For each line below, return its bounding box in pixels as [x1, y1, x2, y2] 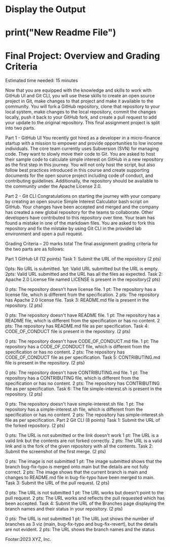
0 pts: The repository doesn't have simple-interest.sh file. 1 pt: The [5, 401, 144, 407]
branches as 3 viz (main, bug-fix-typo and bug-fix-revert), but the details [5, 521, 158, 527]
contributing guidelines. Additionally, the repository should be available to [5, 178, 158, 184]
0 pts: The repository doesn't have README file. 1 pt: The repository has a [5, 312, 160, 318]
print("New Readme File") [5, 27, 116, 39]
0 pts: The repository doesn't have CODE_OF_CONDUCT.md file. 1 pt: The [5, 338, 159, 344]
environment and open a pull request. [5, 231, 83, 237]
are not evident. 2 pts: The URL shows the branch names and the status [5, 526, 155, 533]
